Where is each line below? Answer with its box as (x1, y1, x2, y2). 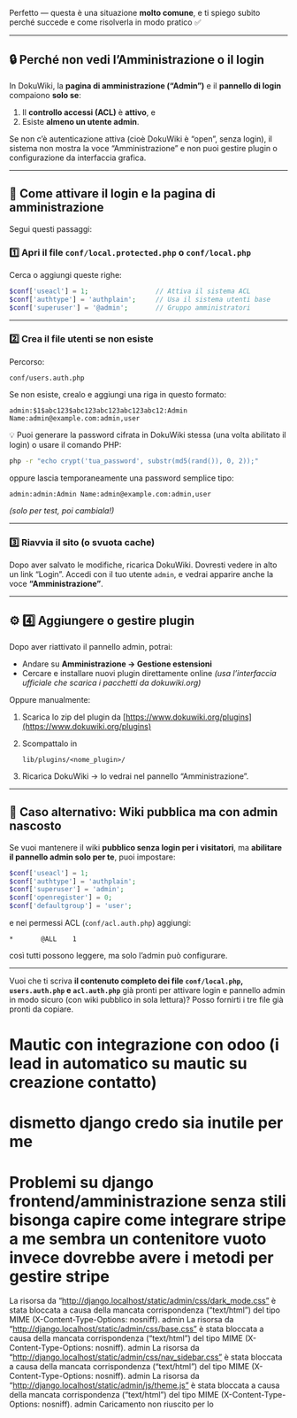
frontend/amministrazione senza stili (9, 1191, 287, 1211)
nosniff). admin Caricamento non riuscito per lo (42, 1399, 214, 1410)
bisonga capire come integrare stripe (9, 1210, 286, 1229)
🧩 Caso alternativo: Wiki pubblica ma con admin (9, 805, 278, 820)
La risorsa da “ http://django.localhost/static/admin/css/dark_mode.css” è (9, 1296, 277, 1306)
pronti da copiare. (9, 1004, 74, 1014)
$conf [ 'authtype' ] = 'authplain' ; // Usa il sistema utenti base (9, 295, 271, 304)
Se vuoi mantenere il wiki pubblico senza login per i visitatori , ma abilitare (9, 842, 283, 852)
